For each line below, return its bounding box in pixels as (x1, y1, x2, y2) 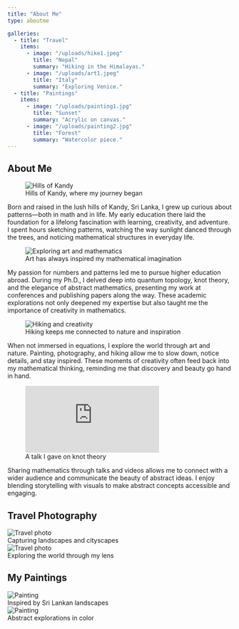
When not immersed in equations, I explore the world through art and (7, 342, 210, 350)
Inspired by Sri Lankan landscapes (7, 598, 109, 607)
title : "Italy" (33, 76, 78, 83)
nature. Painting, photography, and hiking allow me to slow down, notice (7, 349, 220, 357)
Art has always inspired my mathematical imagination (25, 255, 182, 263)
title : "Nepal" (33, 56, 78, 64)
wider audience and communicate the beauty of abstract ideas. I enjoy (7, 474, 215, 482)
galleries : (7, 30, 40, 37)
